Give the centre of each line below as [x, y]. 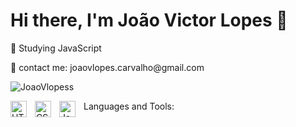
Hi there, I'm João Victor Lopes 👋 [149, 20]
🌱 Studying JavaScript [56, 48]
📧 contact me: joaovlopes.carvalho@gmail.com [107, 67]
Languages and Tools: [129, 106]
